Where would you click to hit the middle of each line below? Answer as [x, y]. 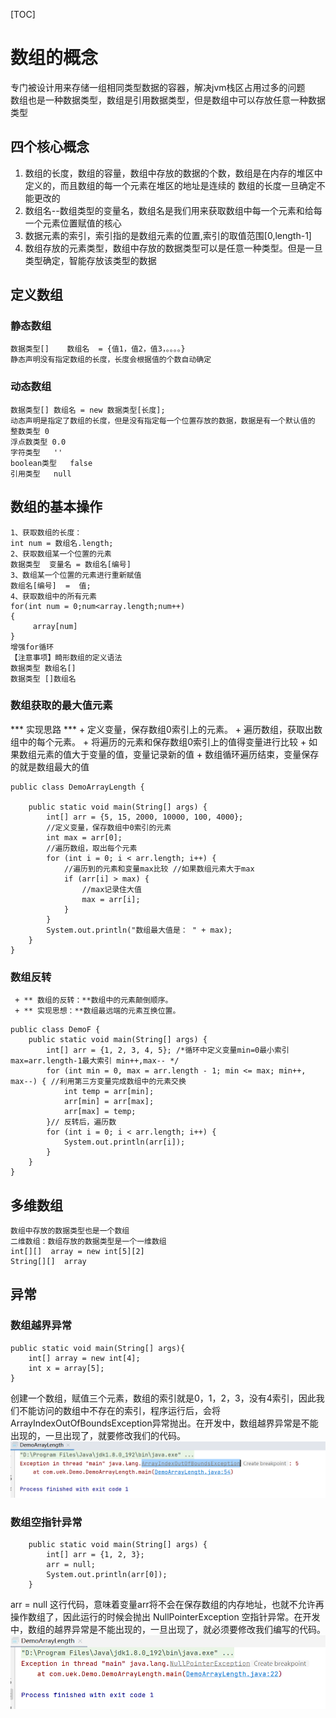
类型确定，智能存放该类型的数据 [90, 260]
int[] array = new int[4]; [84, 1358]
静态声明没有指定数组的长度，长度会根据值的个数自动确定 [111, 360]
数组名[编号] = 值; [51, 585]
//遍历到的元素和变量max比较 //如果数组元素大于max [159, 869]
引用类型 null [41, 474]
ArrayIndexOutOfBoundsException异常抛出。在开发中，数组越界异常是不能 [164, 1423]
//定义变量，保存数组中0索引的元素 [109, 827]
